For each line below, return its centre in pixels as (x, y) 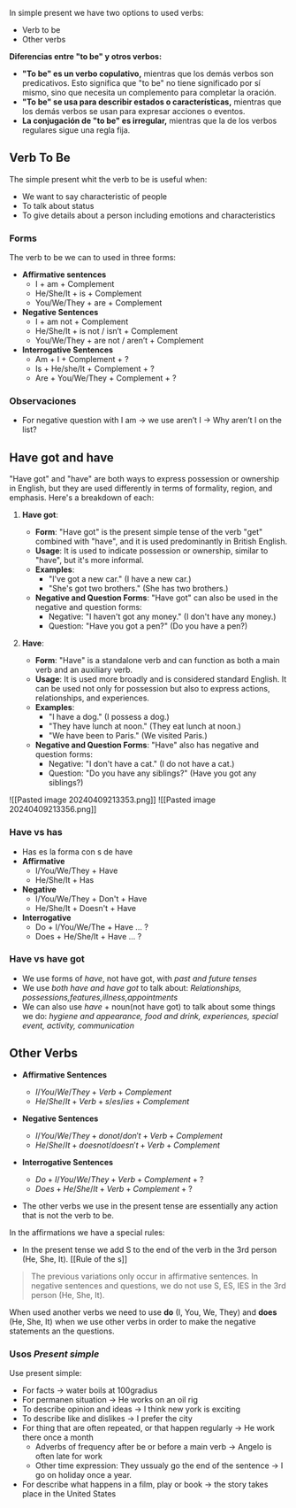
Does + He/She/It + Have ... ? (88, 936)
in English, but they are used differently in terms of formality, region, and (141, 488)
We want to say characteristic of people (95, 196)
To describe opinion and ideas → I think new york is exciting (131, 1409)
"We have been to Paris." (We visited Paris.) (128, 736)
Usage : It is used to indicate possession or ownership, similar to (152, 551)
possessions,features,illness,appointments (100, 997)
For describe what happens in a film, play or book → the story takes (145, 1484)
